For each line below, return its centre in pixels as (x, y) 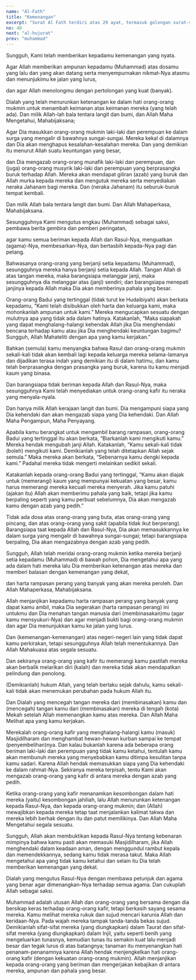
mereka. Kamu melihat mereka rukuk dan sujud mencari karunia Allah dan (94, 915)
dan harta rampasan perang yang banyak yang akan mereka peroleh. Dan (94, 583)
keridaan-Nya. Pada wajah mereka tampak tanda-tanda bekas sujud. (88, 921)
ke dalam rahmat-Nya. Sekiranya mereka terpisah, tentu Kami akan (86, 770)
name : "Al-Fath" (26, 11)
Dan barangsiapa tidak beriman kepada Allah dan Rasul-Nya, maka (86, 385)
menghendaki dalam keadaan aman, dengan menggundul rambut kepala (93, 848)
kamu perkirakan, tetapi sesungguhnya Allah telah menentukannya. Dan (92, 643)
